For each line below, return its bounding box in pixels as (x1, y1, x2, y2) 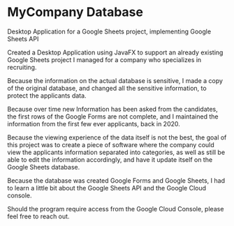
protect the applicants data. (7, 91, 87, 100)
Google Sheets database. (7, 163, 80, 171)
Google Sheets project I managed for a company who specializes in (7, 55, 202, 63)
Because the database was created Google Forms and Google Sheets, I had (7, 176, 226, 185)
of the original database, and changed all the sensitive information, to (7, 84, 207, 92)
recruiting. (7, 63, 37, 71)
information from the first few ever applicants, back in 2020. (7, 119, 180, 128)
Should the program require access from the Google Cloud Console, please (7, 204, 224, 213)
